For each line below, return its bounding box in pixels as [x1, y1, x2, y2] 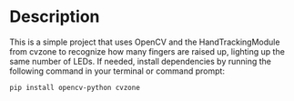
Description [9, 6, 100, 27]
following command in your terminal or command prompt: [9, 66, 226, 76]
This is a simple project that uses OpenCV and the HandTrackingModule [9, 36, 280, 47]
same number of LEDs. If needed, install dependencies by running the [9, 56, 271, 66]
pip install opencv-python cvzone [9, 83, 141, 92]
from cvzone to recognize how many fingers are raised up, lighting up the [9, 45, 285, 56]
